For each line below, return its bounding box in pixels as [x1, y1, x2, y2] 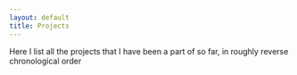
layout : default [9, 12, 70, 22]
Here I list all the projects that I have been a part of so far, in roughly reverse [9, 46, 289, 56]
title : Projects [9, 21, 70, 30]
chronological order [9, 55, 82, 66]
